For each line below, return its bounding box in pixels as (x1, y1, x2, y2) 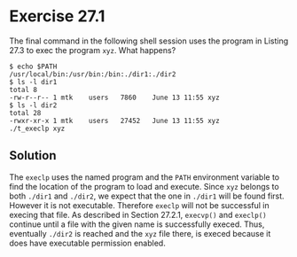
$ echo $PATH (9, 62, 58, 71)
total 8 (9, 85, 38, 94)
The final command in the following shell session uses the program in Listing (9, 35, 289, 46)
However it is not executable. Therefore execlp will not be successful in (9, 199, 270, 210)
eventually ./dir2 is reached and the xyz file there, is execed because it (9, 228, 271, 238)
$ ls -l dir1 (9, 77, 58, 86)
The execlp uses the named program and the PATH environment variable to (9, 171, 280, 183)
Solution (9, 148, 57, 163)
